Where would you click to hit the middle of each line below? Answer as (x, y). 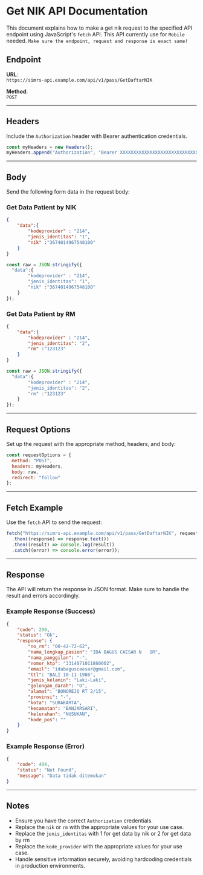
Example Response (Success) (51, 611)
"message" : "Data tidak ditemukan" (62, 776)
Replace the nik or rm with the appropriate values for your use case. (99, 827)
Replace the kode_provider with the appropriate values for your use (98, 846)
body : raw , (25, 472)
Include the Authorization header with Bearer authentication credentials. (97, 136)
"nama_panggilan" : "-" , (58, 658)
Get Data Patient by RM (41, 314)
